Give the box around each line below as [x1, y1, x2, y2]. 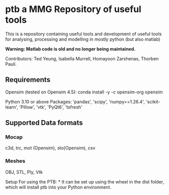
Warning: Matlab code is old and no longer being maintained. [5, 46, 136, 52]
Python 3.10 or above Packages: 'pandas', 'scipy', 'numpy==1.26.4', [5, 99, 145, 105]
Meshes [5, 157, 26, 164]
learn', [5, 104, 19, 110]
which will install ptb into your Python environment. [5, 184, 111, 190]
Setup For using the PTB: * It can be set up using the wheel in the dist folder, [5, 178, 164, 184]
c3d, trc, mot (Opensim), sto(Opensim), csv [5, 145, 96, 151]
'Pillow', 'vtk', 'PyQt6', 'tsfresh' [19, 104, 83, 110]
